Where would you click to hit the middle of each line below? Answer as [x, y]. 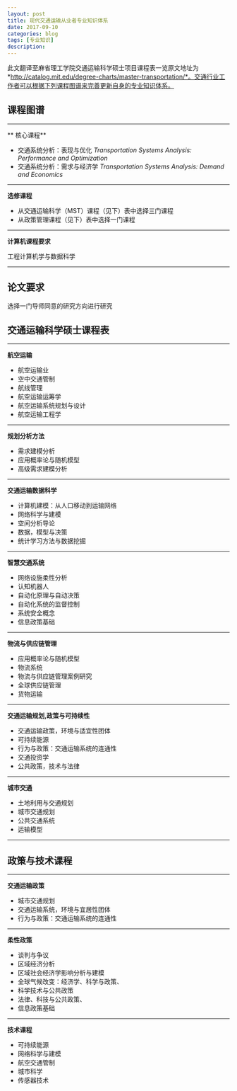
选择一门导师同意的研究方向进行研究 [60, 306]
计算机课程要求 [29, 241]
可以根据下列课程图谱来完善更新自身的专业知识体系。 [97, 85]
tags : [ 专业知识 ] [31, 40]
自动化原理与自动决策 [48, 595]
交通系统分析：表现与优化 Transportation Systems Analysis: [104, 150]
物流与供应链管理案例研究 [55, 676]
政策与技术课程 [40, 861]
